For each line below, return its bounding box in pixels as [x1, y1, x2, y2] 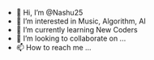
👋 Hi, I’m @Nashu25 [15, 8, 83, 17]
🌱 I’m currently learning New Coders [15, 25, 138, 34]
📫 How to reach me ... [15, 43, 92, 52]
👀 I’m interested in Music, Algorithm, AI [15, 16, 146, 26]
